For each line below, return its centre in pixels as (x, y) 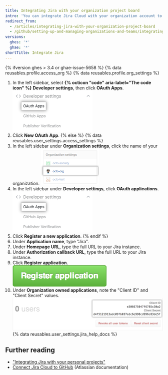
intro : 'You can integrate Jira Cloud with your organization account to (84, 16)
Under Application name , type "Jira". (50, 241)
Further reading (30, 350)
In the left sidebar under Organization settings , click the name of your (85, 146)
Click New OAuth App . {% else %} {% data (57, 135)
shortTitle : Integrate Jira (34, 52)
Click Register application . (40, 263)
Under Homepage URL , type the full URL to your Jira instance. (77, 247)
